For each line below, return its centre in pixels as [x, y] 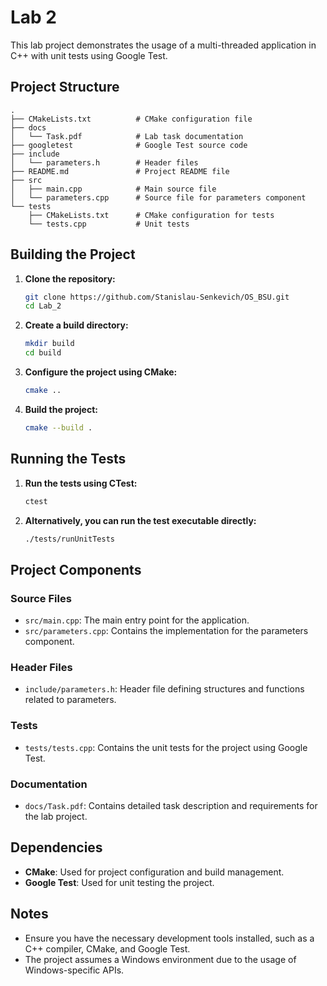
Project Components [76, 569]
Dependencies [56, 847]
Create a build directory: [76, 325]
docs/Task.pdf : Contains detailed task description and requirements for [171, 805]
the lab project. [56, 816]
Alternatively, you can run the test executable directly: [140, 520]
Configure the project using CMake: [101, 372]
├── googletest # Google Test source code [129, 145]
